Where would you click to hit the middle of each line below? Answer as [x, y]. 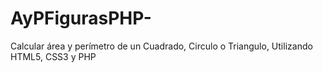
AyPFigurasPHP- [81, 18]
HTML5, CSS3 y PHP [53, 56]
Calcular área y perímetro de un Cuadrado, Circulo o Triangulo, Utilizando [161, 46]
